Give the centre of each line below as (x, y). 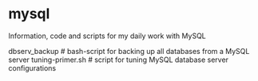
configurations (32, 67)
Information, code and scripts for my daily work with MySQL (107, 36)
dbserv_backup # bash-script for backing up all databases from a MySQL (129, 51)
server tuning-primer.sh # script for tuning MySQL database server (119, 60)
